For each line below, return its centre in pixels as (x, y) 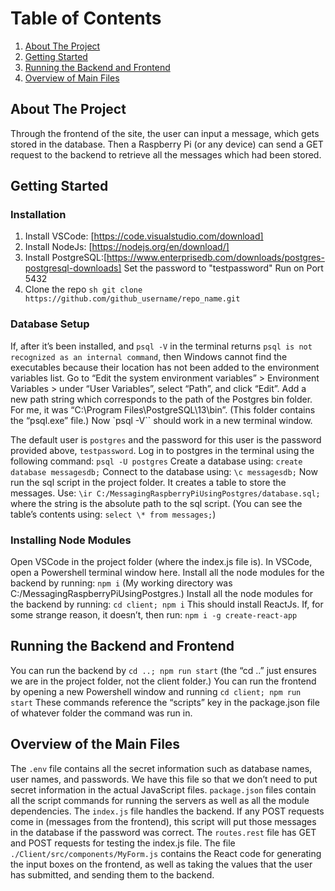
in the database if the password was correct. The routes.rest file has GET (163, 832)
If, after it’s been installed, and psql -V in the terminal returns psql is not (161, 346)
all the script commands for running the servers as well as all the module (160, 800)
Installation (38, 215)
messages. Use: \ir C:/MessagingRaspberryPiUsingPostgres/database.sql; (165, 493)
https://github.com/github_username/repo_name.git (132, 299)
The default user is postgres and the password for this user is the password (166, 439)
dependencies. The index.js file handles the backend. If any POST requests (167, 811)
